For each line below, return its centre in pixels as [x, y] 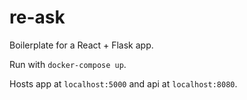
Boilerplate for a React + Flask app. [81, 45]
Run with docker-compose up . [68, 64]
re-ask [37, 17]
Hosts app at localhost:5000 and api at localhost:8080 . [123, 83]
